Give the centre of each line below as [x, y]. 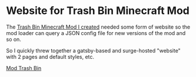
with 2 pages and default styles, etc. [50, 57]
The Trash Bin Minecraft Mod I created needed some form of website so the [98, 27]
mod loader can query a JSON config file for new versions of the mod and [96, 33]
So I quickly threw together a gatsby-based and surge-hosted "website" [93, 50]
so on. [14, 39]
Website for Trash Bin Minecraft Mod [98, 11]
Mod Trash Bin [24, 68]
